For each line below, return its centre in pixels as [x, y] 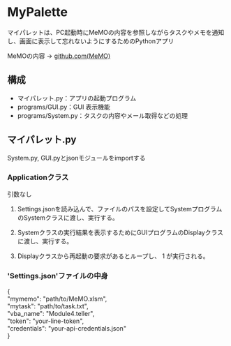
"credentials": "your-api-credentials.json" [67, 329]
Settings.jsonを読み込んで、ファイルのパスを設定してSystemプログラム [120, 209]
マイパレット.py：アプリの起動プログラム [77, 98]
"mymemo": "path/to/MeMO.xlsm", [57, 299]
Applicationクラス [38, 177]
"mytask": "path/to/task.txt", [48, 306]
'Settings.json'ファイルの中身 [58, 276]
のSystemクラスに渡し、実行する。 [68, 218]
